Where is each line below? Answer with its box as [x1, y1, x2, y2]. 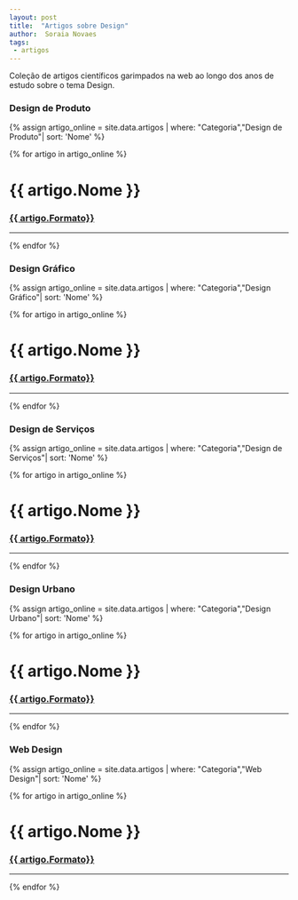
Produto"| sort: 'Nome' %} [9, 131, 106, 142]
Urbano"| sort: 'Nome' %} [9, 612, 104, 623]
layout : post [9, 12, 58, 22]
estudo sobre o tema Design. [9, 80, 115, 91]
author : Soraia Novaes [9, 29, 98, 38]
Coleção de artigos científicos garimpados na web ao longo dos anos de [9, 70, 275, 81]
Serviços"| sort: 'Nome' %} [9, 452, 108, 463]
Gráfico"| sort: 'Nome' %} [9, 292, 104, 303]
